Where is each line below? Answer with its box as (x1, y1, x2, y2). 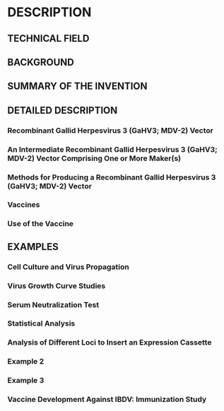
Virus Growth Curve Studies (7, 280, 106, 290)
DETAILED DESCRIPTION (7, 104, 118, 117)
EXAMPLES (7, 241, 59, 253)
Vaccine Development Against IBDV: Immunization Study (7, 395, 207, 405)
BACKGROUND (7, 56, 74, 68)
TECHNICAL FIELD (7, 32, 90, 44)
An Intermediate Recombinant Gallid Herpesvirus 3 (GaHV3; (7, 144, 218, 154)
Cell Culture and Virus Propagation (7, 262, 129, 272)
